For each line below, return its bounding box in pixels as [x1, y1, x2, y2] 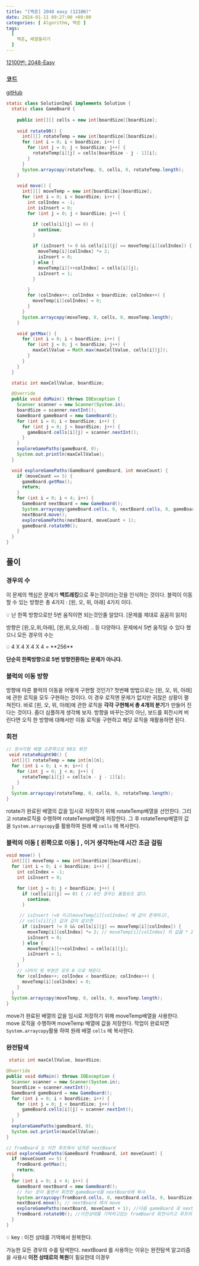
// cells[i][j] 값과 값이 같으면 [19, 918, 94, 924]
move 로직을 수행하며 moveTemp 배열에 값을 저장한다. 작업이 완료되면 [6, 1020, 169, 1027]
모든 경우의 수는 [17, 631, 54, 638]
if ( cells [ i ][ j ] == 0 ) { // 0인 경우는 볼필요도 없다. [21, 891, 148, 897]
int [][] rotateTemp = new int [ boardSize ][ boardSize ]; [21, 134, 158, 139]
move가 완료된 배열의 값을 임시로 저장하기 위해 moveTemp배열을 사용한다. [6, 1013, 179, 1020]
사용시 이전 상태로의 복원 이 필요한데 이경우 [12, 1254, 110, 1261]
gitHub [6, 89, 23, 96]
